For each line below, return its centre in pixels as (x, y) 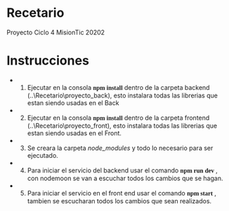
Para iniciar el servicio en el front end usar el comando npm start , (122, 193)
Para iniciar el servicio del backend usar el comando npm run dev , (123, 170)
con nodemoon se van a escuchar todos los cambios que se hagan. (125, 178)
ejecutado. (43, 155)
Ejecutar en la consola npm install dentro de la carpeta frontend (118, 118)
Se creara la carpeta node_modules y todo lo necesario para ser (120, 148)
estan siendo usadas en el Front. (74, 133)
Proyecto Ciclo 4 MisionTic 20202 (56, 32)
